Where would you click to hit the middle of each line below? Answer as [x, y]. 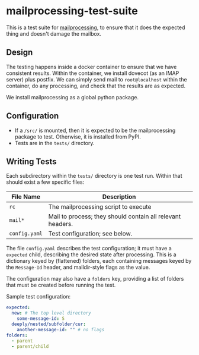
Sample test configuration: [38, 297]
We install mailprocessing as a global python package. [73, 97]
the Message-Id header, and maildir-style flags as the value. [78, 267]
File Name [26, 197]
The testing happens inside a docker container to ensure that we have [92, 67]
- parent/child [30, 346]
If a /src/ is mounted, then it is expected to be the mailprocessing [95, 130]
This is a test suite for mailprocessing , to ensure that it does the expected [96, 27]
